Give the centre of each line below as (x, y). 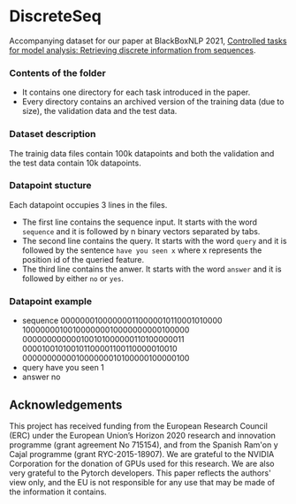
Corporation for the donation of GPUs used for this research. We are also (142, 463)
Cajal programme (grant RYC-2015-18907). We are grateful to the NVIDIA (142, 454)
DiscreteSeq (55, 16)
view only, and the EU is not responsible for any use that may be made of (142, 482)
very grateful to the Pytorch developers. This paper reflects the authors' (140, 473)
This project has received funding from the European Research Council (138, 425)
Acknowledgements (66, 405)
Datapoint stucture (50, 186)
